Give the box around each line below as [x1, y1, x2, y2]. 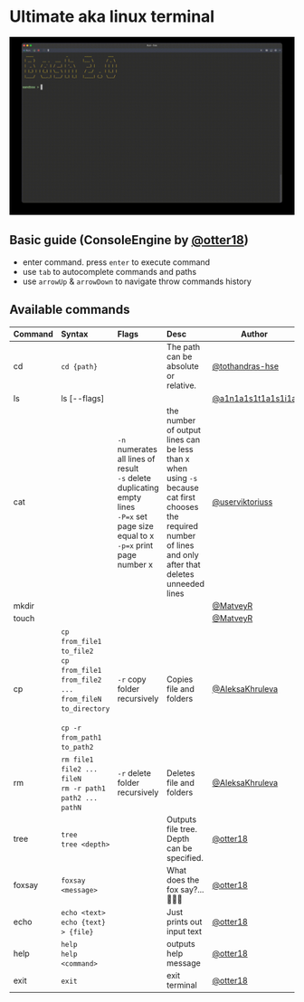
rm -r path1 [61, 784, 106, 793]
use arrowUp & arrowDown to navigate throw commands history [22, 276, 252, 287]
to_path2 [61, 742, 94, 751]
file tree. [166, 824, 197, 835]
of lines [166, 540, 195, 551]
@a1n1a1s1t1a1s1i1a [212, 392, 297, 403]
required [166, 520, 199, 531]
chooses [166, 501, 199, 512]
